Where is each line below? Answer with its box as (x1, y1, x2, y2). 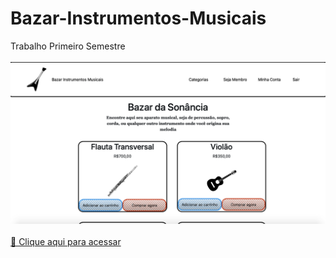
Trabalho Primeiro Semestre (10, 40, 126, 52)
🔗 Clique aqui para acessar (10, 235, 122, 247)
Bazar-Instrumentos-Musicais (10, 7, 267, 30)
